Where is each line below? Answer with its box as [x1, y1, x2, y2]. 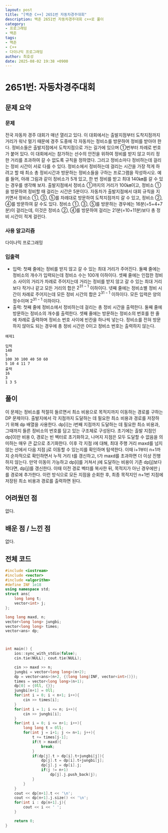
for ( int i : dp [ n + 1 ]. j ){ [14, 800, 66, 805]
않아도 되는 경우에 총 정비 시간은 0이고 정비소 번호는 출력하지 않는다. [22, 323, 156, 329]
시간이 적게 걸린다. [10, 214, 47, 220]
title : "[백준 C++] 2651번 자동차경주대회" [5, 12, 87, 17]
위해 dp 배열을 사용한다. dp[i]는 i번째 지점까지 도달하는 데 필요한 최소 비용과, [10, 421, 160, 427]
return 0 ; [14, 818, 35, 823]
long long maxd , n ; [5, 614, 46, 620]
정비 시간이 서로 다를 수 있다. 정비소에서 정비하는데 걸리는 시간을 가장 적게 [10, 164, 155, 170]
